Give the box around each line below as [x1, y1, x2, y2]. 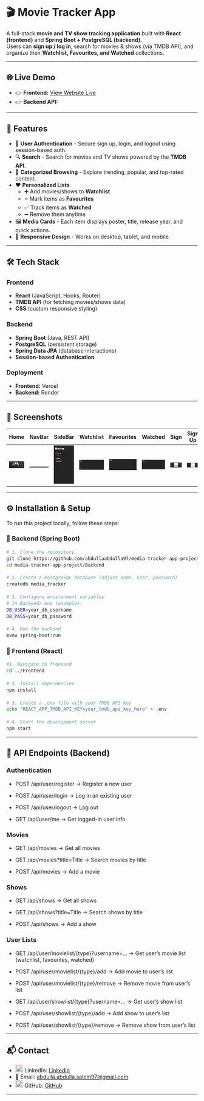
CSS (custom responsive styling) [15, 305, 98, 312]
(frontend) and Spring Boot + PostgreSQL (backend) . [6, 36, 142, 43]
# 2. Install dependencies [6, 680, 75, 686]
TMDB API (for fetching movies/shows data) [15, 299, 126, 306]
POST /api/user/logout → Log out [15, 804, 98, 811]
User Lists [6, 936, 37, 944]
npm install [6, 687, 36, 693]
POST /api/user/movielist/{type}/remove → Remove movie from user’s [15, 979, 191, 987]
